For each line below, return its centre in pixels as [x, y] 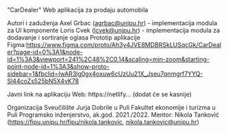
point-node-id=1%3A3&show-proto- [58, 66]
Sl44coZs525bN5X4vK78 [43, 81]
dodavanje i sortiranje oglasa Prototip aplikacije [74, 38]
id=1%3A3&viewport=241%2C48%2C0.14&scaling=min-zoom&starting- [109, 59]
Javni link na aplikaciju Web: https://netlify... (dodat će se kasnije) [99, 94]
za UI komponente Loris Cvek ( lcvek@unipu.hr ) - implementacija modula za [114, 30]
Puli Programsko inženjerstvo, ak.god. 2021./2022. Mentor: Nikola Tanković [113, 115]
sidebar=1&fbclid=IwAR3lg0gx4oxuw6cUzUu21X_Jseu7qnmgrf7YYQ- [105, 74]
